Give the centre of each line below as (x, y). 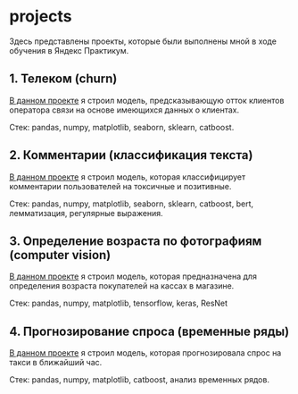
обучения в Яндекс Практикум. (69, 50)
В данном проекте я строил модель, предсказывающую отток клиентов (147, 100)
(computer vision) (60, 255)
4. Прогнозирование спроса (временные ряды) (149, 331)
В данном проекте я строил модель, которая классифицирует (128, 177)
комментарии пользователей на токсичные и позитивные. (120, 186)
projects (41, 17)
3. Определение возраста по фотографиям (136, 241)
